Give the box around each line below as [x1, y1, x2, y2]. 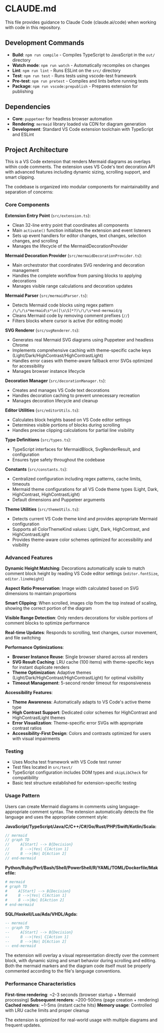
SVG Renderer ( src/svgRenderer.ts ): [5, 327, 80, 333]
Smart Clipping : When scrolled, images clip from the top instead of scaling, [5, 600, 158, 606]
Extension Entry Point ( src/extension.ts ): [5, 213, 91, 218]
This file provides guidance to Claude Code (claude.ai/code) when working [5, 19, 157, 25]
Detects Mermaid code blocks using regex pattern [12, 302, 114, 308]
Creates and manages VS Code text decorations [12, 387, 110, 393]
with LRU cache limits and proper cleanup [5, 1007, 90, 1013]
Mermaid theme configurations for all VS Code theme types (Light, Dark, [12, 486, 159, 492]
